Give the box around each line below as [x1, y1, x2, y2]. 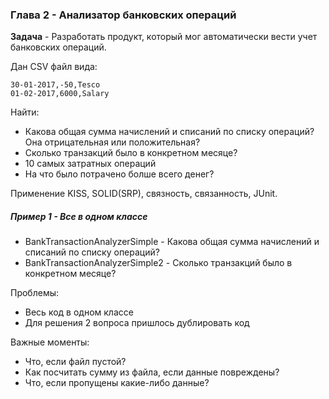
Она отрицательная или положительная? [24, 136, 201, 148]
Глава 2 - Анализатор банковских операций [10, 8, 237, 22]
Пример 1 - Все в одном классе [10, 210, 148, 222]
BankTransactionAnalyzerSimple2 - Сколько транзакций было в [24, 257, 293, 269]
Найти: [10, 106, 40, 118]
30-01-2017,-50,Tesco [10, 80, 101, 90]
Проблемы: [10, 287, 60, 299]
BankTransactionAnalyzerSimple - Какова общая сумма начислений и [24, 236, 320, 248]
